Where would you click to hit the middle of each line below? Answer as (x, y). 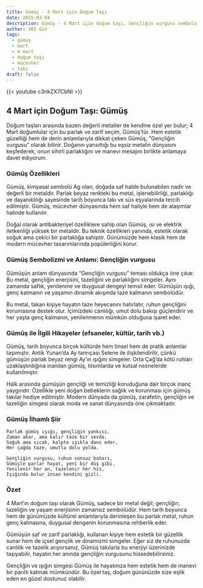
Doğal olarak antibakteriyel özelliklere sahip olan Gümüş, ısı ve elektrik (94, 225)
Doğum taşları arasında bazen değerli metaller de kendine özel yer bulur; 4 (100, 126)
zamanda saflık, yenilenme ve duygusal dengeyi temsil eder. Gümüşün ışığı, (101, 286)
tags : (13, 35)
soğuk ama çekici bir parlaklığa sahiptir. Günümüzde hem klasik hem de (96, 238)
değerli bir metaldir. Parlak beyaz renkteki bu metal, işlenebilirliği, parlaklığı (100, 193)
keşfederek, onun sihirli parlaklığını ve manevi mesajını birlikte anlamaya (96, 151)
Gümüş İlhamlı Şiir (34, 419)
